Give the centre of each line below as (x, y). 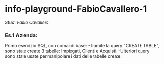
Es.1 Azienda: (21, 35)
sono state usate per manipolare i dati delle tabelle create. (64, 56)
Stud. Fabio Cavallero (27, 22)
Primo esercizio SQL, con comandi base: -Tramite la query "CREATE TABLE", (82, 46)
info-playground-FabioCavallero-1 (76, 9)
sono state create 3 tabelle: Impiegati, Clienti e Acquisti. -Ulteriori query (77, 51)
